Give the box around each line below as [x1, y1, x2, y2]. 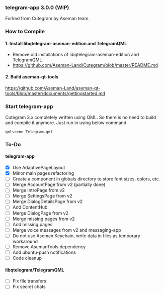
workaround [12, 238, 38, 244]
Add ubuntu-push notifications [12, 249, 76, 255]
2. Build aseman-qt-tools [5, 74, 59, 80]
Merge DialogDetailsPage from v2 [12, 199, 83, 205]
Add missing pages [12, 221, 53, 227]
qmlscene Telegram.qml [5, 129, 53, 134]
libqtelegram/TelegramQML [5, 267, 64, 273]
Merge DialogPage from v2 [12, 210, 69, 216]
